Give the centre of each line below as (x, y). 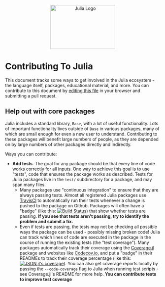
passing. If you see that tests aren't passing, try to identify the (84, 216)
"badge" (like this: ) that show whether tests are (83, 211)
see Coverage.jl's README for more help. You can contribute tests (88, 274)
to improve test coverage (46, 279)
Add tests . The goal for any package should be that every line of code (83, 163)
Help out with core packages (50, 112)
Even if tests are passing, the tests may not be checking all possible (88, 227)
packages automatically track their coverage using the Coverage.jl (87, 247)
